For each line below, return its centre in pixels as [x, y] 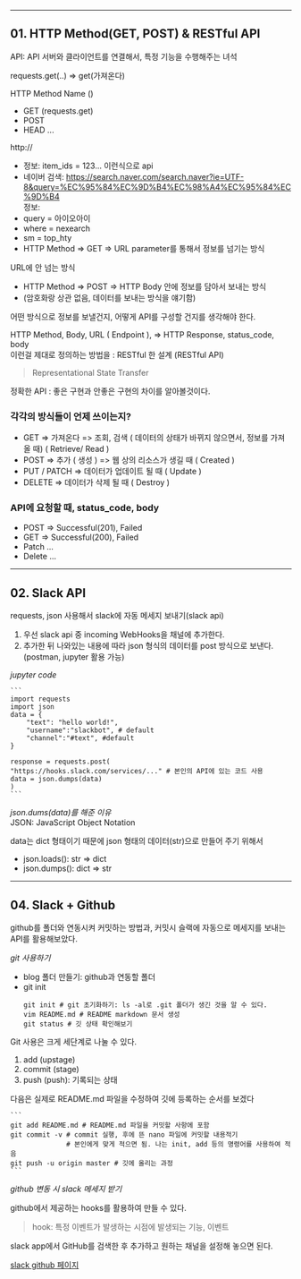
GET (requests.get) [58, 111]
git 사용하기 [31, 958]
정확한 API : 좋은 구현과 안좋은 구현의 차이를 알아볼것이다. [110, 391]
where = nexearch [56, 228]
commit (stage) [51, 1070]
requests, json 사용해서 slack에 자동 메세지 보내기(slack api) [117, 616]
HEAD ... [38, 130]
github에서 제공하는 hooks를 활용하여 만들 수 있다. [98, 1208]
